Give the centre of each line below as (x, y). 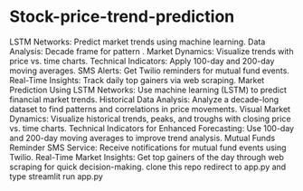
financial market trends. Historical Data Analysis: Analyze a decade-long (144, 99)
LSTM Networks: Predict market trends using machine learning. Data (137, 42)
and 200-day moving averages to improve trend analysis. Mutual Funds (142, 138)
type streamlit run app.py (57, 176)
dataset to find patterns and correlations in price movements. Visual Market (150, 109)
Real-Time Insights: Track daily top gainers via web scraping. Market (137, 80)
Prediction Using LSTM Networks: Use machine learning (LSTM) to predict (148, 90)
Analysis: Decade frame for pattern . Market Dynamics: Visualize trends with (151, 51)
